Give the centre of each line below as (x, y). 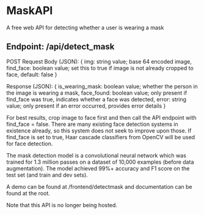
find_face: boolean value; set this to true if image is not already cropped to (100, 68)
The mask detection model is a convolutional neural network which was (96, 155)
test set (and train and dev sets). (47, 175)
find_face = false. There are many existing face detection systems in (92, 124)
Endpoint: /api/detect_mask (60, 47)
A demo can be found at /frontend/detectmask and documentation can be (99, 186)
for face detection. (30, 144)
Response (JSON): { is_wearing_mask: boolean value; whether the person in (102, 86)
